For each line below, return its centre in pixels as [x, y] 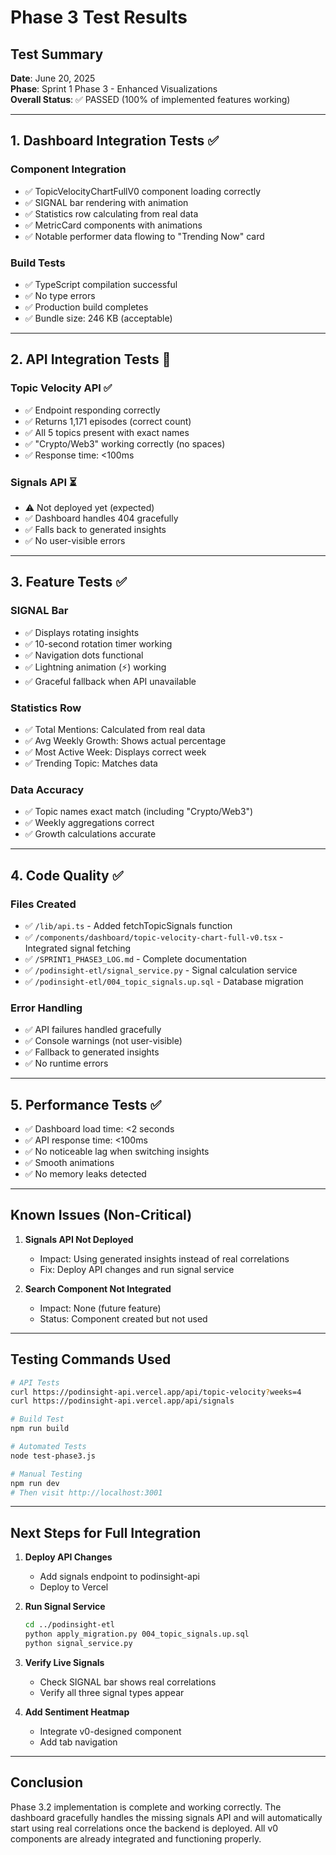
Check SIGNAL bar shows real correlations [128, 1682]
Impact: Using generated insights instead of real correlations [164, 1258]
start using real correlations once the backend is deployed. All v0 [144, 1828]
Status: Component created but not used [123, 1318]
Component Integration [68, 169]
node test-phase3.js [53, 1456]
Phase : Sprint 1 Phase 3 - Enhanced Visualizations [114, 89]
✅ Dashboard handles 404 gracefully [101, 518]
